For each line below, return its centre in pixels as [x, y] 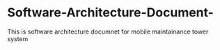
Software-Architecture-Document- [111, 13]
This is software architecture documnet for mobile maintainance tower [108, 32]
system [18, 38]
